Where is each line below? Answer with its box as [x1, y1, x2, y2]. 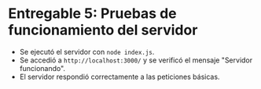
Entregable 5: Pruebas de [8, 5, 177, 23]
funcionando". [19, 63, 65, 73]
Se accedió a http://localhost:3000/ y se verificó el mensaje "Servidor [19, 55, 253, 65]
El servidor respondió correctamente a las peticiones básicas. [19, 72, 220, 81]
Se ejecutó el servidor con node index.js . [19, 47, 155, 56]
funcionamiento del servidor [8, 21, 198, 39]
